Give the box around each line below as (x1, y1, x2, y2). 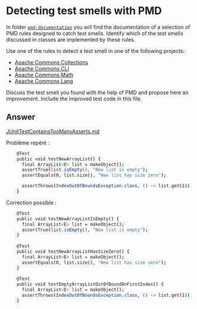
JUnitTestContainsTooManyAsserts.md (6, 127, 100, 135)
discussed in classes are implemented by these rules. (6, 36, 135, 43)
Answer (6, 112, 36, 122)
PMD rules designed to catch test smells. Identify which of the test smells (6, 29, 184, 36)
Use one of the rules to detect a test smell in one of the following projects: (6, 47, 185, 54)
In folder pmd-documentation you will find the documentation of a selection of (6, 23, 191, 31)
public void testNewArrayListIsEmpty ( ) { (16, 216, 119, 221)
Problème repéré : (6, 139, 50, 146)
